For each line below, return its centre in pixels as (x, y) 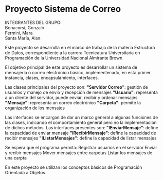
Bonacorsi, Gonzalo (25, 27)
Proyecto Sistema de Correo (63, 9)
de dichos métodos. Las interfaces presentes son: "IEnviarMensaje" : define (82, 127)
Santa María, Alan (23, 38)
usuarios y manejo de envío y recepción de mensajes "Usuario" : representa (81, 92)
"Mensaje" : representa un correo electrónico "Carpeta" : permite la (73, 102)
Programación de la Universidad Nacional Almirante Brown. (64, 58)
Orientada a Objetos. (26, 172)
